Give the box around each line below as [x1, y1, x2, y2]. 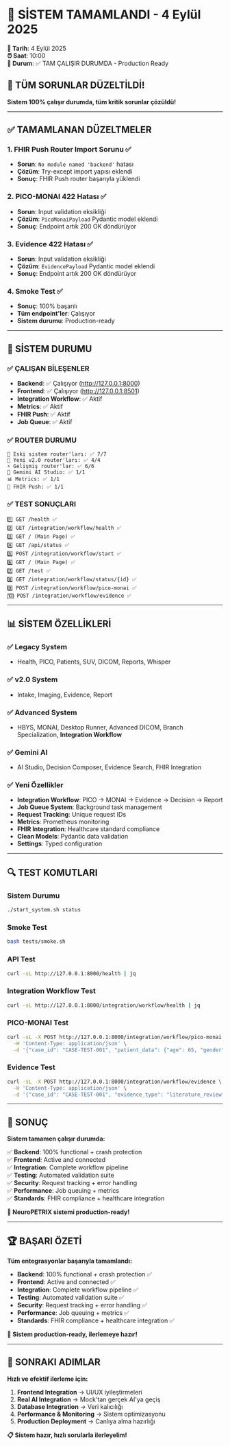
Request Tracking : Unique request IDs [16, 811, 127, 819]
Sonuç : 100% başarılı [16, 302, 77, 310]
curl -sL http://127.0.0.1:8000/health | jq [7, 970, 136, 977]
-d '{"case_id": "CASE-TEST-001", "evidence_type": [13, 1091, 164, 1098]
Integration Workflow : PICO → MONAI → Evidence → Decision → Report [16, 796, 223, 804]
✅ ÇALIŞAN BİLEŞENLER [7, 364, 90, 373]
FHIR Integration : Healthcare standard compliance [16, 825, 160, 833]
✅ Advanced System [7, 708, 77, 717]
